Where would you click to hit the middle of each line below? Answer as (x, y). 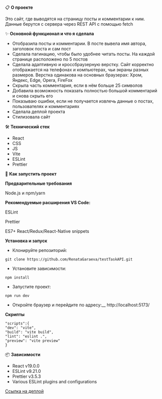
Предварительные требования (39, 183)
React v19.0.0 (26, 366)
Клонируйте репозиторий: (40, 250)
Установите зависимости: (39, 269)
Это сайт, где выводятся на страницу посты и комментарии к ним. (75, 19)
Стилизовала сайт (31, 117)
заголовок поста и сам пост (41, 49)
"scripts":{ (17, 324)
